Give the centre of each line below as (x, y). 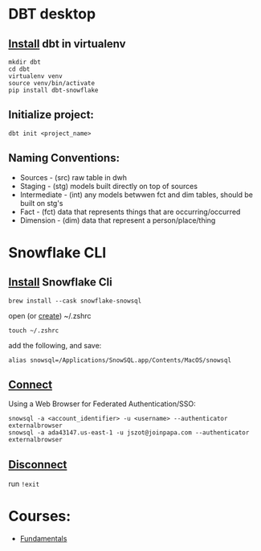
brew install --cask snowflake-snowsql (75, 301)
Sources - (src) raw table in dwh (73, 177)
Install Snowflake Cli (60, 282)
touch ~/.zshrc (34, 331)
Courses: (40, 516)
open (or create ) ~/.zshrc (50, 315)
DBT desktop (52, 14)
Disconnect (38, 465)
